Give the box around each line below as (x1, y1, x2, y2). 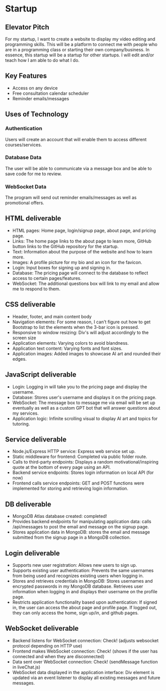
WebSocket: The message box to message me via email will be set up (12, 400, 156, 406)
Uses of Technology (5, 110, 69, 119)
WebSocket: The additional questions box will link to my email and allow (12, 280, 160, 286)
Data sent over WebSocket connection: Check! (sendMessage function (12, 659, 158, 665)
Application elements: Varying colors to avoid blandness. (12, 340, 129, 346)
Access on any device (12, 85, 58, 91)
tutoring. (12, 421, 30, 427)
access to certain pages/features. (12, 275, 82, 281)
